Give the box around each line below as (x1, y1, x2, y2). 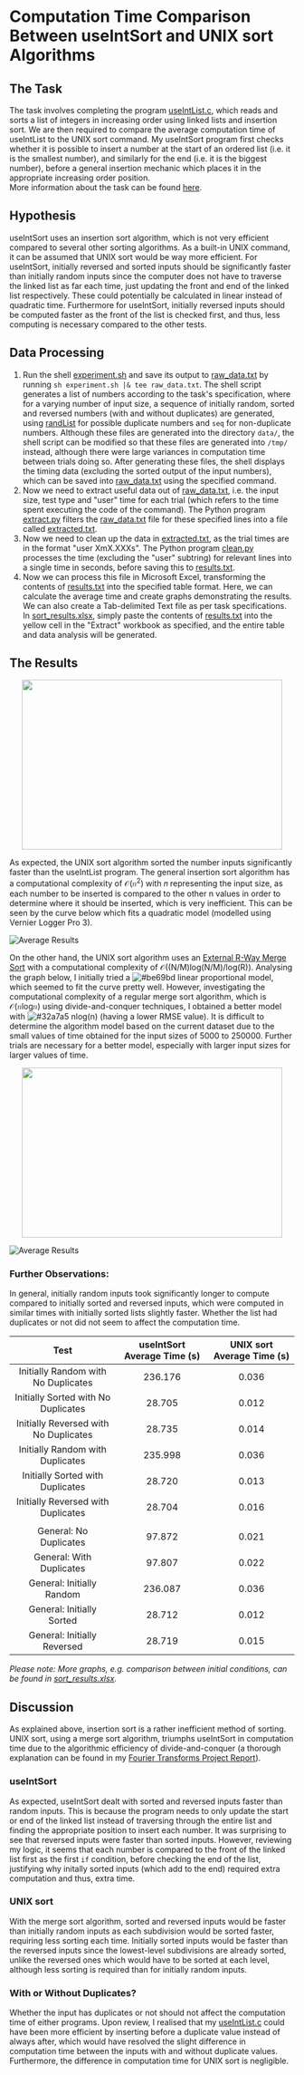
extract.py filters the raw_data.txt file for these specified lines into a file (22, 514, 288, 525)
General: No (37, 1525, 89, 1538)
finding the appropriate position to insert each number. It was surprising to (9, 1824, 287, 1836)
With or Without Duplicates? (9, 1986, 138, 1999)
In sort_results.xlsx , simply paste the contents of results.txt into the (22, 610, 273, 621)
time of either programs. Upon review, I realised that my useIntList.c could (9, 2017, 285, 2028)
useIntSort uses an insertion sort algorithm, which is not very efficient (9, 232, 270, 243)
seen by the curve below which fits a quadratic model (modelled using (9, 908, 271, 919)
